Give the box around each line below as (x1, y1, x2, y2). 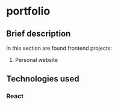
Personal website (14, 56, 58, 63)
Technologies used (6, 74, 79, 84)
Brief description (6, 29, 71, 39)
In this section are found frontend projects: (6, 44, 113, 52)
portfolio (6, 4, 51, 18)
